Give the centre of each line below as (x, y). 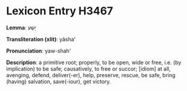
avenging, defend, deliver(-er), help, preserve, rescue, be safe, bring (91, 75)
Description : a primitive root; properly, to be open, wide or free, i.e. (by (94, 62)
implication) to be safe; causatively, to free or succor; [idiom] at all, (88, 69)
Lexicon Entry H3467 (60, 11)
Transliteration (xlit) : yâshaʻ (41, 39)
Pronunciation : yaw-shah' (39, 51)
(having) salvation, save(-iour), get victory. (59, 81)
